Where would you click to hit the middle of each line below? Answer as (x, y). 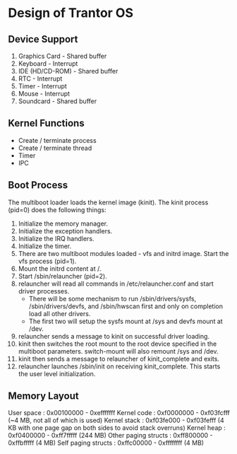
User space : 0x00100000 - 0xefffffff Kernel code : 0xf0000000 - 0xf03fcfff (119, 413)
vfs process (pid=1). (47, 261)
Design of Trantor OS (71, 13)
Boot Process (38, 185)
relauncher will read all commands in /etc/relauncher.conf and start (116, 284)
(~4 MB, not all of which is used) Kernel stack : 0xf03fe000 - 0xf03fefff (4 (116, 420)
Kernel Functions (46, 123)
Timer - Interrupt (43, 86)
